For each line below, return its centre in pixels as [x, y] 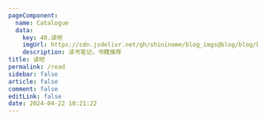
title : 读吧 [27, 60]
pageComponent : [33, 15]
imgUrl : [35, 45]
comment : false [33, 89]
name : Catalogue [42, 23]
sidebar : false [33, 74]
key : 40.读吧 [43, 37]
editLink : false [35, 96]
